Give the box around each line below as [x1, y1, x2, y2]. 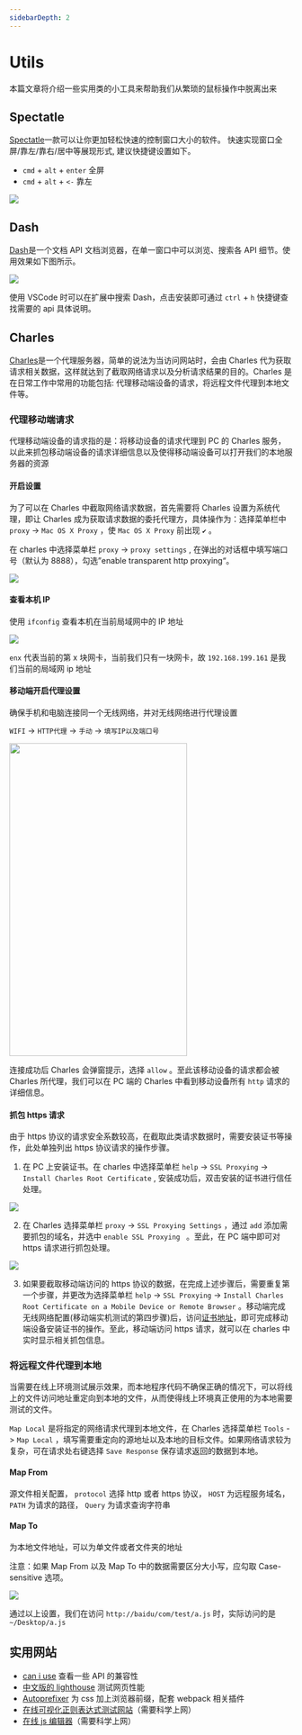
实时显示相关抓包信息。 [22, 1334, 110, 1346]
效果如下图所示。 [16, 256, 81, 267]
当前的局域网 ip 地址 [16, 663, 92, 673]
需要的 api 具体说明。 [16, 303, 96, 314]
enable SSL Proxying [102, 1233, 181, 1243]
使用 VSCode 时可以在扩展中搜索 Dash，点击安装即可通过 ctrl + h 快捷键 [9, 292, 281, 303]
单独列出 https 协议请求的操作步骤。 [40, 1143, 175, 1153]
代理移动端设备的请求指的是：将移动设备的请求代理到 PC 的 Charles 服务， [9, 436, 286, 447]
